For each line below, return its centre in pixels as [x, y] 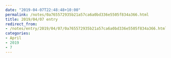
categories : [18, 33]
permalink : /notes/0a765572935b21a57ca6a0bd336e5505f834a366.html [77, 15]
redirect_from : [21, 24]
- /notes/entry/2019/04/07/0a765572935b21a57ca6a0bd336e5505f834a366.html [86, 29]
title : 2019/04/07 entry [32, 19]
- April [13, 38]
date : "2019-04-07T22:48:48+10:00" [43, 10]
